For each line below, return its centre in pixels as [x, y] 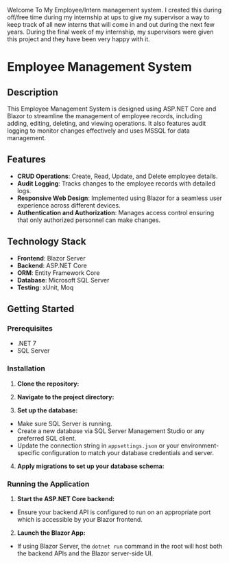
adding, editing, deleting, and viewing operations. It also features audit [107, 123]
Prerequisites [30, 328]
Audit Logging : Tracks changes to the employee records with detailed [116, 183]
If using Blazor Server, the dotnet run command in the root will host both [120, 546]
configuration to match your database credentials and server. [128, 452]
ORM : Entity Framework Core [58, 273]
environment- [200, 445]
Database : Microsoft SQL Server [63, 280]
